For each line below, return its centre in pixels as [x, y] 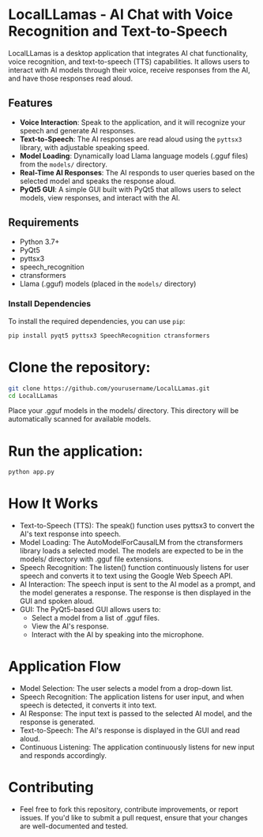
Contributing [51, 788]
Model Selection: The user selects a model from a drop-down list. [126, 689]
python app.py [32, 472]
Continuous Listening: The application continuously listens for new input [137, 747]
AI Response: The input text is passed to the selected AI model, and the [136, 714]
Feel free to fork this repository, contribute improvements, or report [129, 809]
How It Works [53, 504]
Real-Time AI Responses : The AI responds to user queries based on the [137, 172]
